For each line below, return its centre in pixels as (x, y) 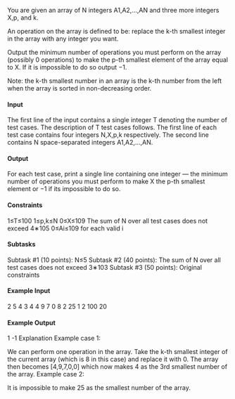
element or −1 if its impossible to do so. (64, 189)
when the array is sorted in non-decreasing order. (80, 88)
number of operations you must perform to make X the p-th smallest (106, 181)
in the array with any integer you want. (63, 39)
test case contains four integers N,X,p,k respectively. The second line (108, 135)
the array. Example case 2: (46, 374)
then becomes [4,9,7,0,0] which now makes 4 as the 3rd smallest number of (117, 367)
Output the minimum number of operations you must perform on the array (114, 52)
